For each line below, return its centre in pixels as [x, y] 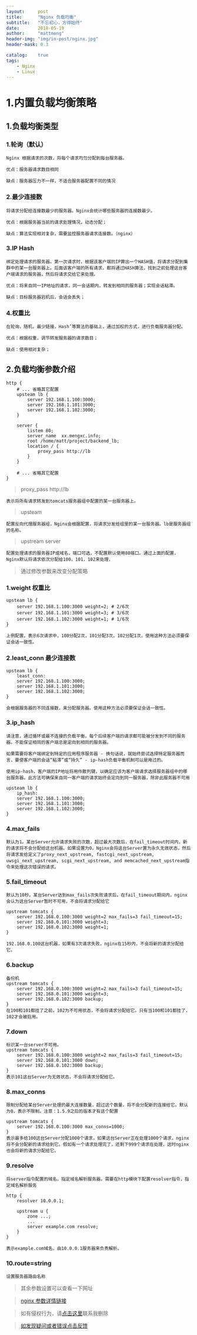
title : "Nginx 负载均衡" [41, 17]
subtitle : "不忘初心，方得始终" [44, 22]
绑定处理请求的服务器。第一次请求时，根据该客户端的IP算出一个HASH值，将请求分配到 [95, 261]
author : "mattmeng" [35, 34]
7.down [17, 1032]
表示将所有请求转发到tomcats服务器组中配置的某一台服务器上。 [72, 501]
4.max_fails [23, 829]
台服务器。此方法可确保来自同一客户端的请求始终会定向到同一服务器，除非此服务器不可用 [98, 778]
